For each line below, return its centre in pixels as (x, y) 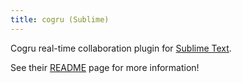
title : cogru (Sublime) (60, 19)
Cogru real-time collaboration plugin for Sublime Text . (121, 48)
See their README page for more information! (105, 67)
